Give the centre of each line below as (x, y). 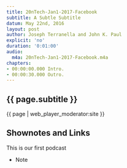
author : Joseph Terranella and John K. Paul (64, 35)
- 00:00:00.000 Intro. (35, 69)
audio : (15, 52)
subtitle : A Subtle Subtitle (44, 18)
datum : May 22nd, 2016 (35, 23)
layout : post (23, 29)
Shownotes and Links (48, 133)
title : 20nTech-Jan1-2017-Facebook (52, 12)
